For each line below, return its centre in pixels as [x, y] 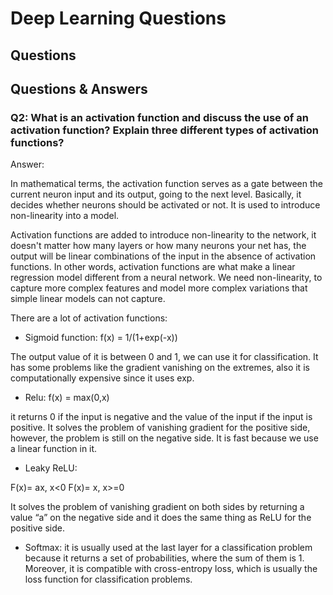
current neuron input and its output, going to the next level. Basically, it [156, 194]
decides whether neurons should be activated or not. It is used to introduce [165, 205]
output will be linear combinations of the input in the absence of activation [163, 256]
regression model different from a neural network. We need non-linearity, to [166, 278]
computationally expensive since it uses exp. [102, 378]
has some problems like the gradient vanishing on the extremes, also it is [160, 368]
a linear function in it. [54, 449]
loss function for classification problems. [108, 579]
